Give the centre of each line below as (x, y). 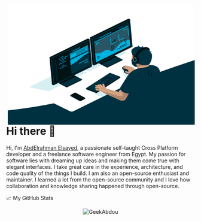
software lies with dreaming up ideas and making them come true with (93, 161)
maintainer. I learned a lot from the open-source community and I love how (98, 179)
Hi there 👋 (31, 131)
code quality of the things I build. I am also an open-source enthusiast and (98, 173)
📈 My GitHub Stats (30, 198)
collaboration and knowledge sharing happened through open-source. (93, 186)
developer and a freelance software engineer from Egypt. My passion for (96, 154)
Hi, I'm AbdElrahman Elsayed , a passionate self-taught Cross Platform (92, 147)
